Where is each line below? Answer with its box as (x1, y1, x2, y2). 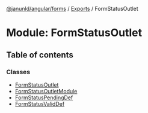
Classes (6, 68, 31, 76)
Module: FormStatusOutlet (6, 26, 143, 39)
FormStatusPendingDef (14, 94, 73, 101)
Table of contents (6, 50, 73, 60)
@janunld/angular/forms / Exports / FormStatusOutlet (6, 5, 138, 12)
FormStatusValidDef (14, 100, 65, 107)
